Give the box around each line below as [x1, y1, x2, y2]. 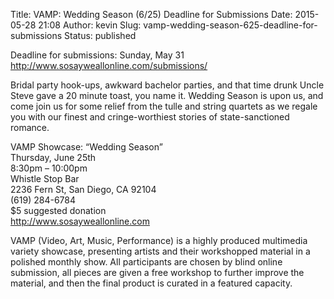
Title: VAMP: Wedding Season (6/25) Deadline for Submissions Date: [10, 9, 293, 20]
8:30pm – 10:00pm [10, 162, 88, 174]
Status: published [64, 30, 137, 41]
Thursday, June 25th [10, 152, 97, 163]
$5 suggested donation [10, 205, 107, 216]
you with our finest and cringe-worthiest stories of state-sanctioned [10, 111, 290, 123]
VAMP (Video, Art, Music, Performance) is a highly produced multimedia [10, 235, 308, 246]
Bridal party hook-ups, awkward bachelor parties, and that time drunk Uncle [10, 79, 325, 91]
